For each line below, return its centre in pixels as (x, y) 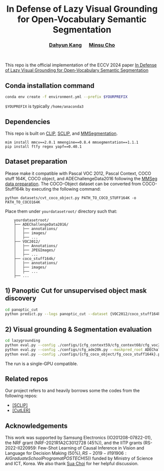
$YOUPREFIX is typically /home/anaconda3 (44, 107)
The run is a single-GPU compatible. (41, 364)
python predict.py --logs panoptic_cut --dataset (57, 314)
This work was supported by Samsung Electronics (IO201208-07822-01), (79, 438)
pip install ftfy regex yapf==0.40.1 (43, 147)
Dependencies (28, 121)
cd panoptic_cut (21, 310)
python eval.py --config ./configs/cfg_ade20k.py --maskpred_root (74, 350)
